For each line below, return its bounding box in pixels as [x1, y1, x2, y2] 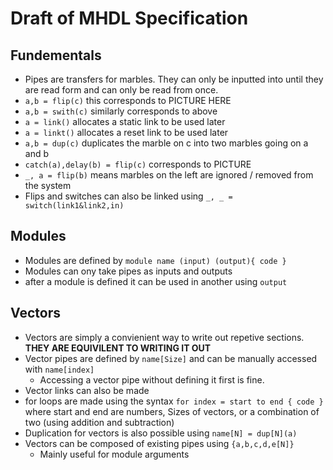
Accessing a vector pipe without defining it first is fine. [39, 373, 265, 386]
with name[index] [24, 363, 95, 375]
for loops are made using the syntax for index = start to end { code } [24, 395, 324, 407]
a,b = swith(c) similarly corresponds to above [24, 105, 218, 117]
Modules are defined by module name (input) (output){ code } [24, 254, 287, 266]
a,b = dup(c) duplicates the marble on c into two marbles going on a [24, 137, 309, 149]
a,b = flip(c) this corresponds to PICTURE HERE [24, 95, 232, 106]
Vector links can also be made [24, 384, 150, 396]
